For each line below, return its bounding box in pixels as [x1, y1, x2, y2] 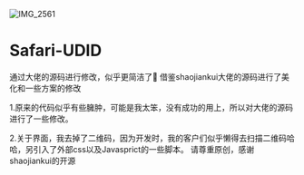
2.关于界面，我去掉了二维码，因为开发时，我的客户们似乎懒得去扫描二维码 [9, 132, 288, 143]
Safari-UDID [9, 41, 103, 61]
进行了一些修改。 [9, 113, 74, 124]
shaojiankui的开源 [9, 155, 76, 166]
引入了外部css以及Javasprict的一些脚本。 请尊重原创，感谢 [33, 143, 255, 154]
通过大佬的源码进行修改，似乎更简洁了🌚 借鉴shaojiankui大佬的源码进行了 [9, 71, 282, 82]
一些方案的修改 [25, 83, 82, 93]
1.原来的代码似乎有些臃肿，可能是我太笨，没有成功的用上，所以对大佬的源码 [9, 102, 293, 112]
